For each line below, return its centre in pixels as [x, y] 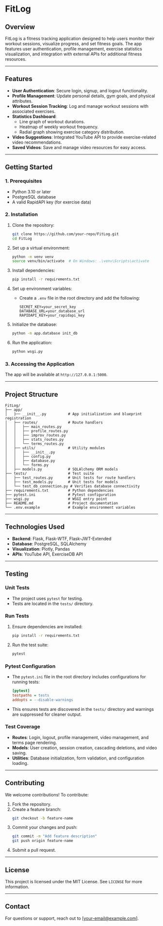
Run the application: [32, 343]
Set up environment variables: [42, 289]
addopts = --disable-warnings [43, 700]
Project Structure [32, 394]
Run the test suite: [30, 645]
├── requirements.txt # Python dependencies [59, 491]
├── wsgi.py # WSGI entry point [56, 499]
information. [17, 887]
